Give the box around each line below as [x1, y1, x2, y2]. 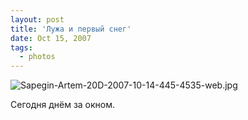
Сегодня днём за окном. [10, 99, 116, 111]
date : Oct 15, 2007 [10, 33, 92, 43]
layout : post [10, 14, 65, 25]
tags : [10, 42, 33, 53]
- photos [19, 52, 56, 62]
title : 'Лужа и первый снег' [10, 24, 132, 34]
